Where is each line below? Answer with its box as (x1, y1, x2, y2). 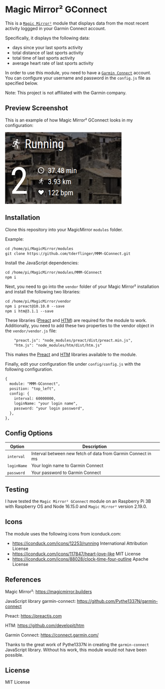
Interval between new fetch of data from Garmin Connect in (31, 451, 151, 457)
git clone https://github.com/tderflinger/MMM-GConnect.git (5, 251, 131, 256)
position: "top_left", (9, 386, 56, 391)
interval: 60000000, (14, 396, 56, 401)
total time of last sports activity (12, 55, 75, 61)
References (5, 575, 41, 584)
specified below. (5, 80, 38, 86)
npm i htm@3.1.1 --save (5, 309, 54, 313)
